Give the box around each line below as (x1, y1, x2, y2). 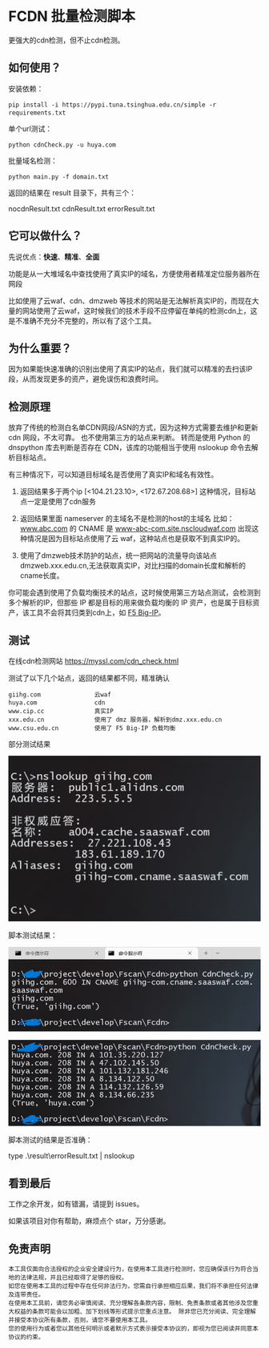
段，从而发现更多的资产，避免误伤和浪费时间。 (8, 374, 163, 384)
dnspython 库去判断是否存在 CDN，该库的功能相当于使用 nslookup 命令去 (8, 443, 252, 452)
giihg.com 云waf (8, 691, 112, 699)
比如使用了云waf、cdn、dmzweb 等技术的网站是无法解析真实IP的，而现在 (8, 295, 252, 305)
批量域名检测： (8, 155, 58, 165)
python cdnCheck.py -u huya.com (8, 141, 116, 149)
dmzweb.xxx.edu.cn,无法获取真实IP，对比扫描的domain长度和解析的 (19, 561, 247, 571)
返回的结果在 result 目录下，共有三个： (8, 187, 136, 197)
